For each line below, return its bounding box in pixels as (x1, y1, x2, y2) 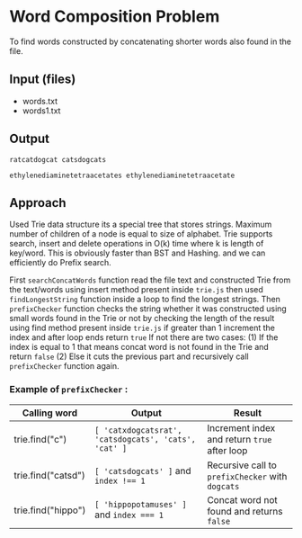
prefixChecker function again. (9, 361, 120, 372)
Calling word (22, 407, 78, 419)
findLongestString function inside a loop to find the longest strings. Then (9, 294, 281, 305)
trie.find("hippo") (13, 504, 86, 516)
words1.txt (22, 105, 61, 116)
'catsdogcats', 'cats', (93, 434, 196, 444)
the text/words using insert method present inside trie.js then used (9, 284, 263, 295)
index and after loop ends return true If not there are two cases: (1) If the (9, 332, 279, 343)
